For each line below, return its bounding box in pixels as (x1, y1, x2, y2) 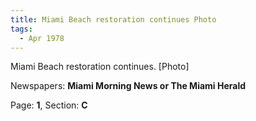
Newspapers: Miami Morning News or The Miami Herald (10, 80, 247, 92)
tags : (10, 24, 33, 34)
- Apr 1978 (19, 33, 65, 43)
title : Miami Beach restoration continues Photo (10, 14, 217, 25)
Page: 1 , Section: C (10, 99, 88, 111)
